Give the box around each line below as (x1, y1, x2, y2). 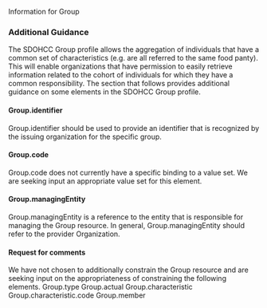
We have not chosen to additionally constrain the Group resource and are (8, 265, 249, 274)
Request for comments (8, 247, 86, 257)
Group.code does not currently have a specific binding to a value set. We (8, 168, 249, 177)
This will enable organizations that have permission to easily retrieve (8, 61, 233, 71)
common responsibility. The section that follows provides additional (8, 79, 230, 89)
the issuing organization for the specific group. (8, 132, 162, 141)
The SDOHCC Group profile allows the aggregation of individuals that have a (8, 45, 260, 54)
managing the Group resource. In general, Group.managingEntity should (8, 220, 245, 230)
